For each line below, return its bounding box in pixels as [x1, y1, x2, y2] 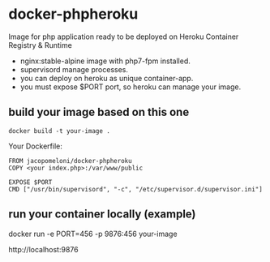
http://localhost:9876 [8, 244, 79, 254]
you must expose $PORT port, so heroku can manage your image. [19, 82, 242, 92]
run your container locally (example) [8, 208, 196, 221]
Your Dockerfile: [8, 141, 62, 151]
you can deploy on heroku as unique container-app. [19, 73, 194, 83]
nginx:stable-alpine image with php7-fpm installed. [19, 56, 191, 66]
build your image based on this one [8, 105, 190, 119]
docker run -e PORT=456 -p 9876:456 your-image [8, 229, 178, 238]
